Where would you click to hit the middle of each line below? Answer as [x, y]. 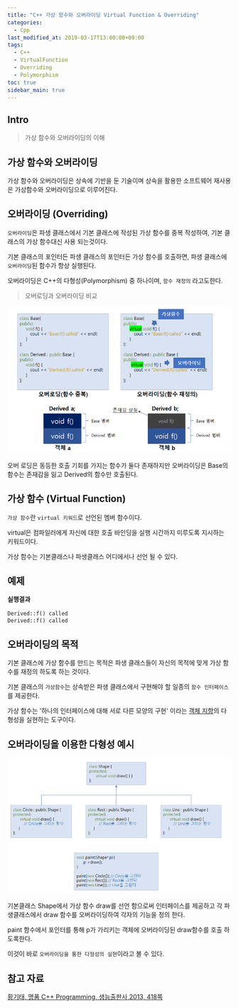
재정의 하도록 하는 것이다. [55, 672]
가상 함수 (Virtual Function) [67, 499]
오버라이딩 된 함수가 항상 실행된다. [52, 265]
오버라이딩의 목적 [43, 644]
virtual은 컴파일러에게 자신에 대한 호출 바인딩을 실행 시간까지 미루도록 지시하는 [116, 532]
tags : [15, 45]
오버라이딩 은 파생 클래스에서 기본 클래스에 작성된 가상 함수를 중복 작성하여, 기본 [115, 232]
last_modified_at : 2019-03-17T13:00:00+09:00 [76, 38]
